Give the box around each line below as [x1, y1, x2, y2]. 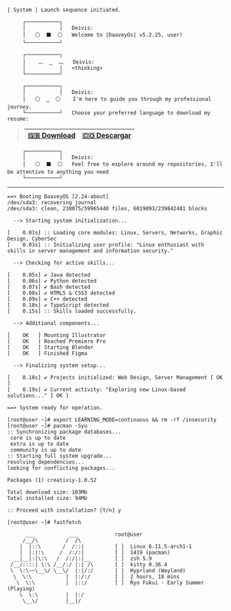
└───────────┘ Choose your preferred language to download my [22, 110, 211, 117]
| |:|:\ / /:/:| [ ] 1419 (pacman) [19, 549, 170, 556]
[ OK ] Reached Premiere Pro [7, 338, 107, 345]
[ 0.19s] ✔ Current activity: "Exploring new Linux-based [7, 386, 186, 393]
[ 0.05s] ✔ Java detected [7, 272, 91, 279]
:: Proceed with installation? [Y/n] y [7, 507, 122, 514]
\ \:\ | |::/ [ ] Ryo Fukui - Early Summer [16, 579, 205, 586]
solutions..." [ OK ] [7, 392, 69, 399]
